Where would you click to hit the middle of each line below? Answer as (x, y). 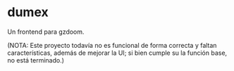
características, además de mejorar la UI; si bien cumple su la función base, (117, 53)
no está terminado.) (36, 60)
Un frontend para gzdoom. (46, 32)
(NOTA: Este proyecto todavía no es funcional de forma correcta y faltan (112, 45)
